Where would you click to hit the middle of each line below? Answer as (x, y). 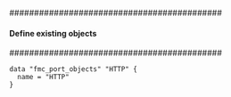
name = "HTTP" (43, 77)
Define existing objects (53, 33)
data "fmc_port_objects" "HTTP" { (74, 69)
